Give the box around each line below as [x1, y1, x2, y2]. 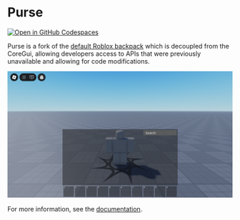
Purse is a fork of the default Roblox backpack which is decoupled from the [7, 41, 230, 50]
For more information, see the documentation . [7, 205, 143, 214]
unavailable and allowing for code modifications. [7, 56, 150, 65]
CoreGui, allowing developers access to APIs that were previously [7, 49, 201, 58]
